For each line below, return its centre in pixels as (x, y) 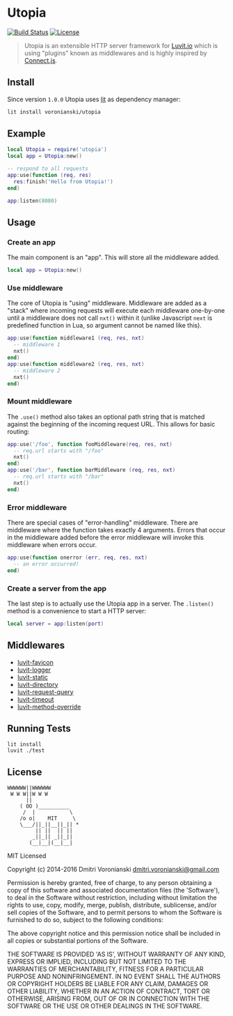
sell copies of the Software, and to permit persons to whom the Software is (115, 913)
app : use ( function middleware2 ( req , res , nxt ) (76, 364)
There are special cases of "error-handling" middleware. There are (103, 523)
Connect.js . (41, 60)
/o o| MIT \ (48, 819)
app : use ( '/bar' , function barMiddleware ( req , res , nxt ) (91, 470)
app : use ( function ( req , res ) (49, 176)
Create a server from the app (57, 588)
